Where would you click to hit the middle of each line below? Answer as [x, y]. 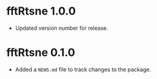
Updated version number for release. [62, 28]
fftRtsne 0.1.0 [41, 53]
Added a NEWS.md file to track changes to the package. [83, 69]
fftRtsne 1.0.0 [41, 11]
